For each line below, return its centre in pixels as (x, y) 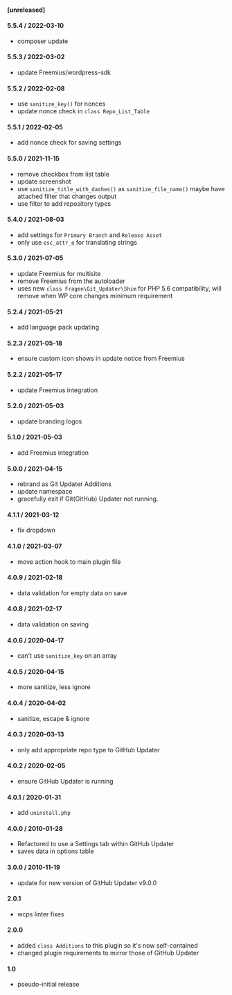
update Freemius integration (57, 390)
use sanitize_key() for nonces (61, 104)
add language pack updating (58, 327)
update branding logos (50, 421)
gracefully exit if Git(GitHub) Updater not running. (88, 499)
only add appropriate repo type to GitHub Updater (89, 750)
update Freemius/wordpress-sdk (64, 72)
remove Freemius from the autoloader (71, 281)
